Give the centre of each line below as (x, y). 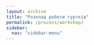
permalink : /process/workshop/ (45, 22)
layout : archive (26, 11)
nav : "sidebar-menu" (37, 33)
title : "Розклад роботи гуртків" (48, 17)
